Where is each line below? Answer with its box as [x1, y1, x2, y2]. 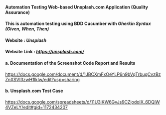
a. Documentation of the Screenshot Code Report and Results [5, 60, 136, 66]
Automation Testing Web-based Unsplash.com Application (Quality [5, 4, 149, 10]
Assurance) [5, 9, 30, 15]
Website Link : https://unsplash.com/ [5, 49, 85, 55]
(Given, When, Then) [5, 26, 49, 32]
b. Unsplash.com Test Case [5, 88, 63, 94]
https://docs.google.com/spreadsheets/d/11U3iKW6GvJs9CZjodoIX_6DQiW [5, 99, 161, 105]
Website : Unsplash [5, 37, 47, 43]
